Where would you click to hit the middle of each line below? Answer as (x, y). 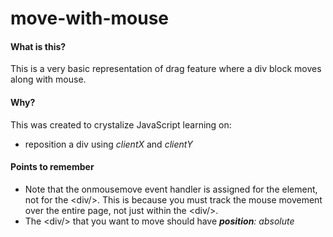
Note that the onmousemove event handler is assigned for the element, (171, 189)
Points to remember (52, 167)
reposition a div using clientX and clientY (108, 144)
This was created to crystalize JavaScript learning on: (121, 124)
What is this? (38, 46)
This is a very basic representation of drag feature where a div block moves (166, 69)
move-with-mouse (90, 18)
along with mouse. (48, 79)
